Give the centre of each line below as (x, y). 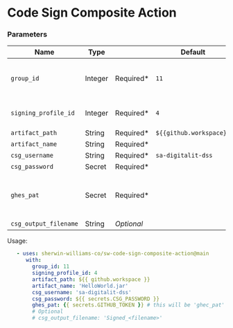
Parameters (27, 35)
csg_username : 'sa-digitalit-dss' (82, 292)
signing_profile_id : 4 (65, 273)
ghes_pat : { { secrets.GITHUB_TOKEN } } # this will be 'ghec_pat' (129, 305)
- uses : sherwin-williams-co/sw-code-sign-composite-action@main (113, 254)
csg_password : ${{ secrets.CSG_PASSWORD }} (96, 299)
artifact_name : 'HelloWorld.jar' (80, 286)
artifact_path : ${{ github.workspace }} (91, 279)
